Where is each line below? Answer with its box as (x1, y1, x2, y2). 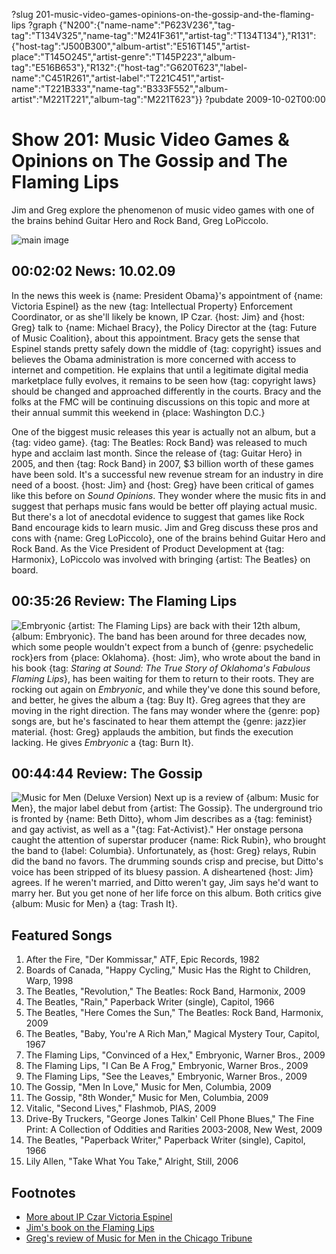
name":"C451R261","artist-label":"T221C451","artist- (11, 72, 225, 84)
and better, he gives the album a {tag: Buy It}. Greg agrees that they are (11, 694, 306, 706)
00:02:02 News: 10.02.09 (11, 263, 176, 280)
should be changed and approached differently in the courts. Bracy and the (11, 385, 322, 397)
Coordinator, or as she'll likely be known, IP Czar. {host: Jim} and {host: (11, 310, 305, 323)
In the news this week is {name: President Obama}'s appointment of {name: (11, 289, 324, 301)
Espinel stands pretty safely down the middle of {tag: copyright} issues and (11, 342, 322, 354)
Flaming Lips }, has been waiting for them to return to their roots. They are (11, 672, 315, 684)
